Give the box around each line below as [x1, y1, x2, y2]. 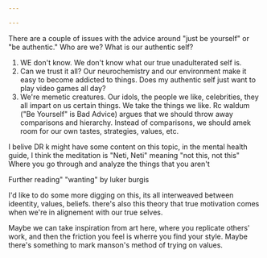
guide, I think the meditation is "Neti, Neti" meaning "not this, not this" [8, 150, 240, 160]
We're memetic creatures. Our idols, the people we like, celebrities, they [19, 92, 259, 102]
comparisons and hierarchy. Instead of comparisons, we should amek [19, 118, 252, 127]
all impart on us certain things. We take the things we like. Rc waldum [19, 100, 250, 110]
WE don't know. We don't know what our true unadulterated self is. [19, 57, 242, 67]
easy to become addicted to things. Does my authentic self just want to [19, 74, 256, 85]
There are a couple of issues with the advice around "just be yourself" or [8, 33, 249, 43]
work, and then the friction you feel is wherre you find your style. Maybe [8, 231, 248, 241]
